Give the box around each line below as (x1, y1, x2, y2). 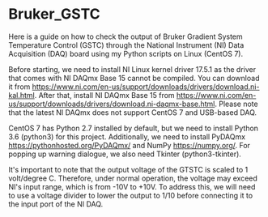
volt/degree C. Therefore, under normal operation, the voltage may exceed (8, 173, 257, 183)
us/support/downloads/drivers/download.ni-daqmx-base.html (8, 99, 215, 108)
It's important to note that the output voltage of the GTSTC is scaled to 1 (8, 164, 249, 174)
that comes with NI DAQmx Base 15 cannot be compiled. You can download (8, 73, 260, 83)
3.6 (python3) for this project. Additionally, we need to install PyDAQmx (8, 131, 245, 142)
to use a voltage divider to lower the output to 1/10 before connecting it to (8, 190, 253, 200)
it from (8, 82, 31, 91)
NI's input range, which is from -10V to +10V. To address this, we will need (8, 181, 256, 191)
